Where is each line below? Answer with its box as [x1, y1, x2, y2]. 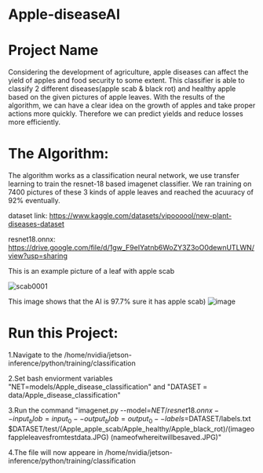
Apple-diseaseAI [8, 5, 120, 24]
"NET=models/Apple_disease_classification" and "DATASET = [8, 382, 208, 391]
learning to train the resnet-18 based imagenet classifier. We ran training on [8, 179, 252, 189]
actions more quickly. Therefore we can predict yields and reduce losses [8, 109, 243, 118]
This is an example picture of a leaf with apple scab [8, 267, 175, 276]
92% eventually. [8, 196, 60, 206]
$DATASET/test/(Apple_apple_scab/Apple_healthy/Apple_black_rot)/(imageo [8, 424, 255, 433]
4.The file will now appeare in [8, 447, 104, 457]
